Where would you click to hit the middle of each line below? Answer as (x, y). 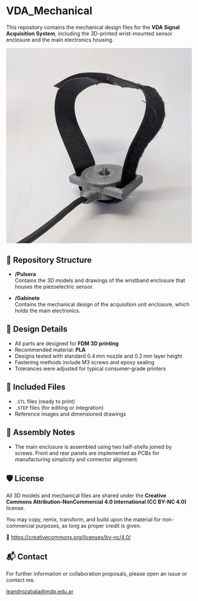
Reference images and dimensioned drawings (70, 414)
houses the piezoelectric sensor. (54, 287)
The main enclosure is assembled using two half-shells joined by (93, 446)
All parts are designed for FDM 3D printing (67, 343)
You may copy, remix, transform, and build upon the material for (83, 520)
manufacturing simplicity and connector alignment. (76, 459)
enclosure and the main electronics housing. (60, 40)
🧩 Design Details (37, 329)
